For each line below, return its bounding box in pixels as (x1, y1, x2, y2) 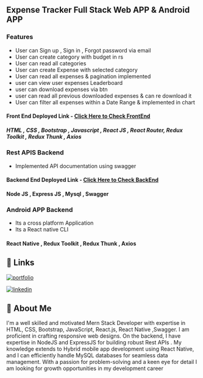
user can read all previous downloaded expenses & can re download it (15, 92, 192, 100)
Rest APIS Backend (6, 148, 64, 157)
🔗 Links (6, 258, 35, 268)
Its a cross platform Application (15, 219, 94, 227)
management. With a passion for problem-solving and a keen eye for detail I (6, 358, 197, 366)
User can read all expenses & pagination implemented (15, 73, 151, 80)
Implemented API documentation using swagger (15, 162, 137, 170)
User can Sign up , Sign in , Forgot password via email (15, 46, 151, 54)
